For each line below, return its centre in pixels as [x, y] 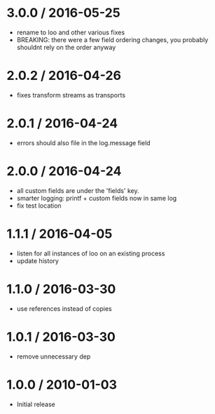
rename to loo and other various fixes [71, 32]
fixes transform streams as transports [71, 95]
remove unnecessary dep [54, 356]
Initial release [36, 404]
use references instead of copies [64, 308]
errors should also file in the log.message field [84, 142]
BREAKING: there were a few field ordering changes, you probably [112, 39]
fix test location [39, 206]
